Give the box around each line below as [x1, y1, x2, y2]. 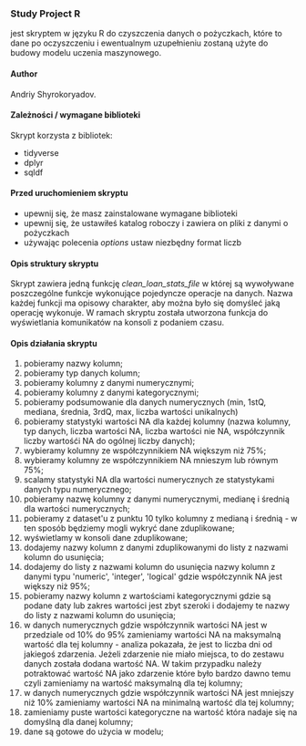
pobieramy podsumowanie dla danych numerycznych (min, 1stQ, [23, 397, 267, 408]
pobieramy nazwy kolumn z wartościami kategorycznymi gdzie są [23, 591, 271, 602]
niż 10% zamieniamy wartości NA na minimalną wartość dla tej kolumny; [23, 697, 295, 709]
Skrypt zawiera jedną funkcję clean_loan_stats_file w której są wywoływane [10, 278, 295, 289]
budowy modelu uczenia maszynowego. [10, 47, 162, 58]
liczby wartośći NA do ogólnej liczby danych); [23, 436, 196, 447]
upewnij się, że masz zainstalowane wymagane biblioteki [23, 208, 238, 219]
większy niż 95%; [23, 581, 90, 592]
